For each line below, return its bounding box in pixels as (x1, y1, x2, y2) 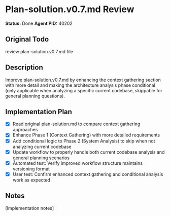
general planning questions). (5, 93, 65, 99)
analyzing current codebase (12, 143, 72, 150)
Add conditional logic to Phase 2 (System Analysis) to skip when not (12, 138, 156, 144)
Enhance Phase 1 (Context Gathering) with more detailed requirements (12, 132, 160, 138)
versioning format (12, 166, 50, 172)
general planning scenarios (12, 155, 70, 161)
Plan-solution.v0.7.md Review (5, 4, 134, 15)
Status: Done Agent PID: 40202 (5, 20, 73, 26)
